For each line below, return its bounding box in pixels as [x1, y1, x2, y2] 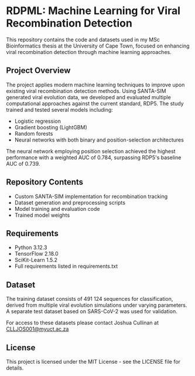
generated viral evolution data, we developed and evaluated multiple [6, 93, 171, 100]
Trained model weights [14, 211, 70, 219]
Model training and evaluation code [14, 205, 100, 212]
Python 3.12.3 [14, 244, 47, 251]
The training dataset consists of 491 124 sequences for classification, [6, 296, 173, 303]
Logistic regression [14, 117, 61, 125]
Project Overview [6, 66, 71, 76]
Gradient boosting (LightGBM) [14, 123, 88, 130]
